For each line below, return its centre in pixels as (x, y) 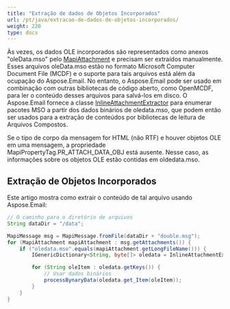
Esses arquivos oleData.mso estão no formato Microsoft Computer (101, 66)
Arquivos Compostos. (38, 124)
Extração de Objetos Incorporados (82, 181)
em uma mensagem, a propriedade (56, 145)
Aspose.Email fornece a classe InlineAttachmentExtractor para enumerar (110, 103)
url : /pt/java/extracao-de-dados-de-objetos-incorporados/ (93, 20)
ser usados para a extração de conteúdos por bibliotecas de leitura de (106, 118)
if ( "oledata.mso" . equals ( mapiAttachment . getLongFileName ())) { (113, 249)
